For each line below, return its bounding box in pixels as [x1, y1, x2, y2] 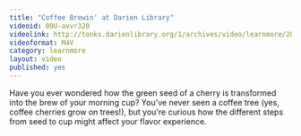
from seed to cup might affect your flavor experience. [9, 115, 208, 126]
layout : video [9, 55, 63, 64]
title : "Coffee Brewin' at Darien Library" [9, 13, 175, 22]
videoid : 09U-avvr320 [9, 21, 90, 30]
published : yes [9, 64, 66, 72]
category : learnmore [9, 47, 87, 55]
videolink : [9, 30, 50, 38]
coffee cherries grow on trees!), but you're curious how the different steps [9, 106, 284, 117]
